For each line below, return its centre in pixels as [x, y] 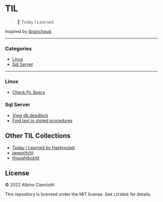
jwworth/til [23, 153]
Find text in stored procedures [42, 120]
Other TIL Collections [38, 136]
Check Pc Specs [28, 92]
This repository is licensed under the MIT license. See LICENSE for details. [78, 194]
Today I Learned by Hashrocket [43, 147]
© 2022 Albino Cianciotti [30, 185]
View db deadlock [30, 115]
